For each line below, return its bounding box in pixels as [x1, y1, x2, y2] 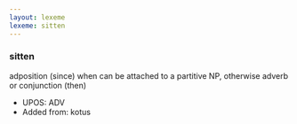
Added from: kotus [21, 106, 92, 117]
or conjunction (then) [9, 80, 87, 90]
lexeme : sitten [9, 21, 66, 30]
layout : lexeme [9, 12, 66, 22]
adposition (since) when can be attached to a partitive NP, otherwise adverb [9, 70, 289, 81]
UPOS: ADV [21, 97, 65, 107]
